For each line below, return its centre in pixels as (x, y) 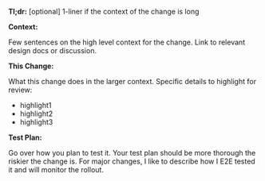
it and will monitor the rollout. (56, 169)
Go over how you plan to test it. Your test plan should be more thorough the (132, 153)
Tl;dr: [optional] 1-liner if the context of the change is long (104, 12)
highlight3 (36, 122)
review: (20, 90)
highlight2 (36, 114)
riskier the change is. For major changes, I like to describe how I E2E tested (132, 161)
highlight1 (36, 105)
